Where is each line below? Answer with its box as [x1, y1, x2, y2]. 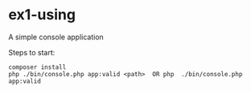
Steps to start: [8, 47, 56, 57]
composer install [8, 63, 67, 71]
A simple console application [8, 32, 105, 42]
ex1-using [8, 6, 76, 24]
